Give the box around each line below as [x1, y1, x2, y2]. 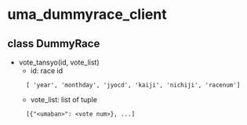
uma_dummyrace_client [7, 6, 167, 24]
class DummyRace [7, 37, 100, 50]
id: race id [30, 66, 64, 75]
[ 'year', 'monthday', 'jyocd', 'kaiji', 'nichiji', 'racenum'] [26, 81, 241, 89]
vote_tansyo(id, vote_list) [18, 57, 100, 67]
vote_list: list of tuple [30, 95, 97, 104]
